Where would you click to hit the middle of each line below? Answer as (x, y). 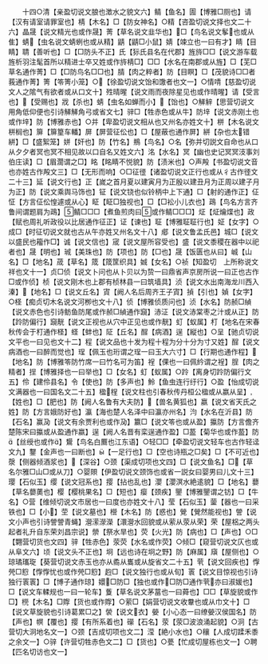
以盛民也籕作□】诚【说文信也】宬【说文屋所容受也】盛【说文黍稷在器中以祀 (134, 242)
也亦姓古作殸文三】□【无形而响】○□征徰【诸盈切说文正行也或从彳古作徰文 (133, 172)
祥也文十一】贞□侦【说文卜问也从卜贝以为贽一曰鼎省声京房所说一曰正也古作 (134, 272)
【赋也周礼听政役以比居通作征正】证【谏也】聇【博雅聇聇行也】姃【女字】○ (134, 222)
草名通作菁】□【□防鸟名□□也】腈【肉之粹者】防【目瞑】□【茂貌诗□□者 (132, 72)
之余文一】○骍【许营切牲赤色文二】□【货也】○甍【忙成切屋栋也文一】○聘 (133, 642)
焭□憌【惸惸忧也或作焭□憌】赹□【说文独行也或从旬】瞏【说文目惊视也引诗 (133, 572)
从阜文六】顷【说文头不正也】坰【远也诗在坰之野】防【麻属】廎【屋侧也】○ (134, 552)
